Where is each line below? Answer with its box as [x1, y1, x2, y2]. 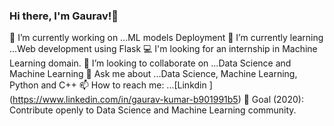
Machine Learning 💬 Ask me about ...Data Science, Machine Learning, [9, 68, 298, 80]
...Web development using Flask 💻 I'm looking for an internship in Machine [9, 43, 318, 55]
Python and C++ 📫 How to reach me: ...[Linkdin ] [9, 79, 213, 91]
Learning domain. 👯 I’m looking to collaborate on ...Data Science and [9, 57, 292, 69]
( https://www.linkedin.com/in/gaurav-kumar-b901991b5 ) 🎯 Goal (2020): [9, 94, 304, 106]
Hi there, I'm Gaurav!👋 [9, 9, 119, 23]
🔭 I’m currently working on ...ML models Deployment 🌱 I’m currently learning [9, 32, 324, 44]
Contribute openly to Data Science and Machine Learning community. [9, 104, 297, 116]
